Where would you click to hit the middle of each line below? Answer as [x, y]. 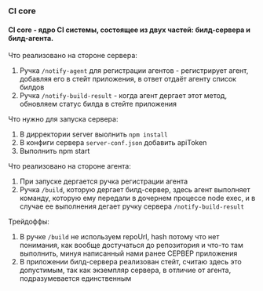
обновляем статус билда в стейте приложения [98, 104]
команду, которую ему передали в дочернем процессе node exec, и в [137, 198]
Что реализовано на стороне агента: [69, 166]
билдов [32, 87]
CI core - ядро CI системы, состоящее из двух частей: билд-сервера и [130, 30]
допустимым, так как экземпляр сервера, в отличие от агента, [125, 270]
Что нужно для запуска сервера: [63, 119]
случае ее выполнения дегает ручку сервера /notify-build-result [132, 206]
